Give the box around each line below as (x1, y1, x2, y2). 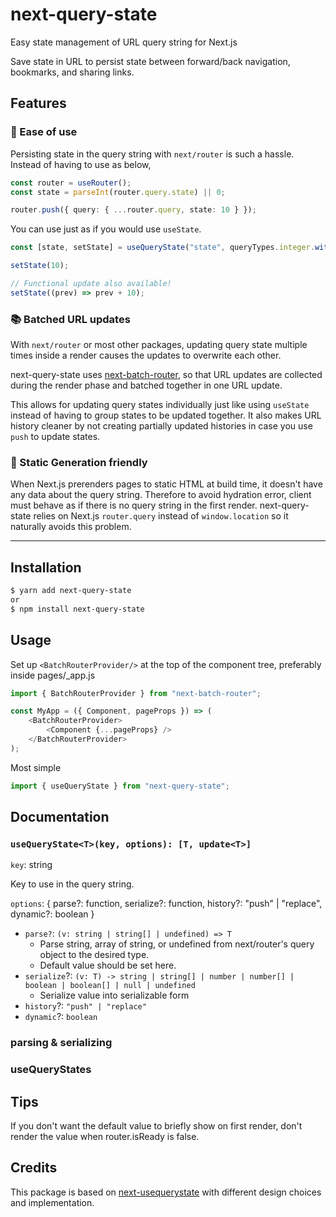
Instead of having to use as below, (10, 158, 152, 170)
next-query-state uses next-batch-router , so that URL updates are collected (10, 369, 323, 381)
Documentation (10, 809, 110, 826)
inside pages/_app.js (10, 669, 96, 681)
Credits (10, 1159, 58, 1177)
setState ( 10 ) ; (10, 261, 70, 271)
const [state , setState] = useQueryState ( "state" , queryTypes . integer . (10, 243, 315, 253)
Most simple (10, 761, 62, 773)
